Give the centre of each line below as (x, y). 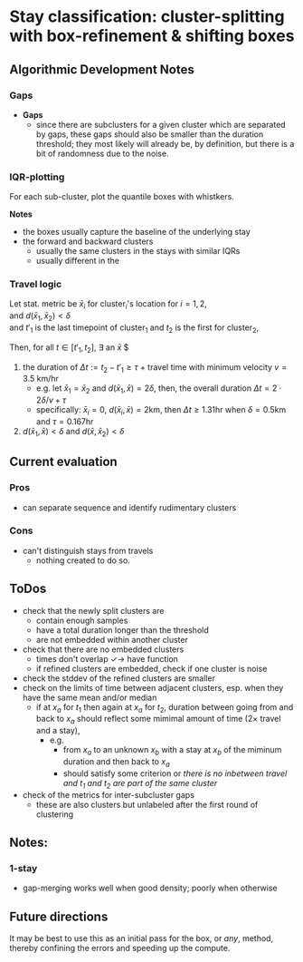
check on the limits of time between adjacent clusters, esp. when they (153, 687)
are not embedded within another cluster (112, 639)
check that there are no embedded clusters (103, 649)
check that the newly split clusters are (93, 610)
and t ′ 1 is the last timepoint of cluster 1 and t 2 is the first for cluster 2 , (134, 328)
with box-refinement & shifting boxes (152, 36)
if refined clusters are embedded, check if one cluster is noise (151, 668)
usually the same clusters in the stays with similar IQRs (138, 251)
